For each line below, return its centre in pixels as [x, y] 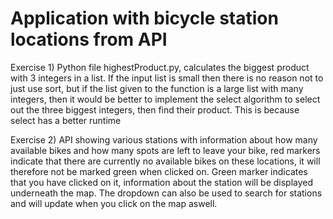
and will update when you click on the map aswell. [114, 203]
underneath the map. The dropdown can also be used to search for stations [166, 193]
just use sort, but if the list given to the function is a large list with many [157, 88]
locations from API [89, 39]
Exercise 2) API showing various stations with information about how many [164, 139]
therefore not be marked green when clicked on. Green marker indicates [159, 171]
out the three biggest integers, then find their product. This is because [155, 109]
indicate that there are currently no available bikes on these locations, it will [165, 161]
